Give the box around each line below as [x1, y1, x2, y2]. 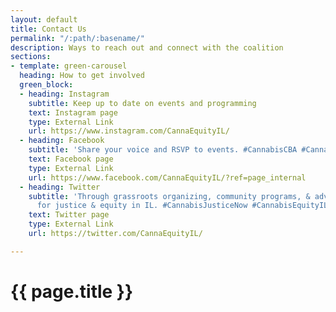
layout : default [10, 14, 78, 25]
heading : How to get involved [19, 71, 145, 81]
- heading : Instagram [19, 89, 110, 99]
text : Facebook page [28, 154, 114, 164]
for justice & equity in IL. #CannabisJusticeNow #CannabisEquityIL [36, 201, 329, 211]
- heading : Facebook [19, 136, 105, 146]
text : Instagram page [28, 107, 118, 118]
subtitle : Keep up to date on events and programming [28, 98, 257, 108]
